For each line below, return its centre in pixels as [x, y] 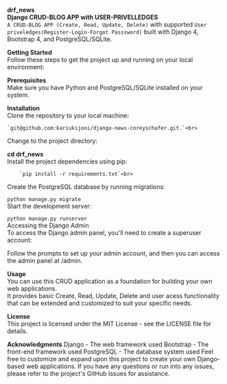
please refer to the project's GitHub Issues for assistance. [88, 373]
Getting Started [30, 52]
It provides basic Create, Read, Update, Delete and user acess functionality [113, 296]
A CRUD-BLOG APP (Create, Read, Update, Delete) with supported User [107, 24]
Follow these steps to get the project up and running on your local [100, 60]
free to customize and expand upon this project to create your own [101, 359]
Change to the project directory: [52, 141]
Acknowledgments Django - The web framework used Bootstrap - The [108, 344]
